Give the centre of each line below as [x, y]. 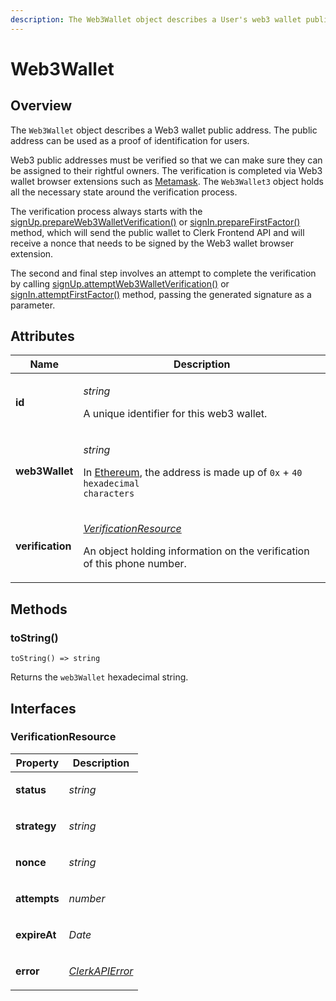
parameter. [33, 305]
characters [109, 494]
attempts [37, 898]
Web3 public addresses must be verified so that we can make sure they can [166, 160]
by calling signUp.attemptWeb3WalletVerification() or [120, 283]
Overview [41, 106]
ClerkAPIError [101, 971]
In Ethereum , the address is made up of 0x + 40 [193, 473]
